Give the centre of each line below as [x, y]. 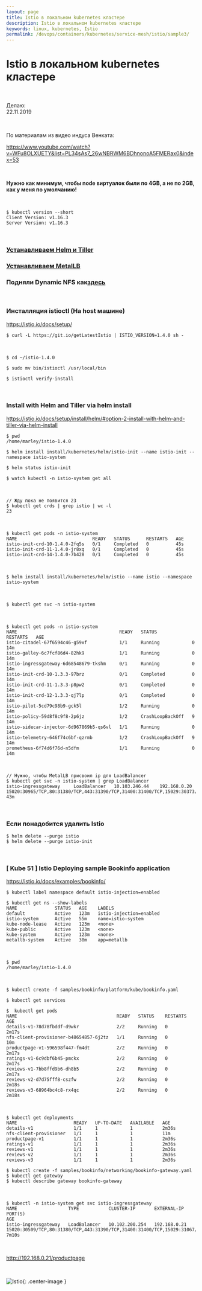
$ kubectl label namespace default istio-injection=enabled [83, 892]
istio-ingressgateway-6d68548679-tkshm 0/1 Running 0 [101, 664]
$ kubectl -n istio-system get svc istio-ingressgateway [79, 1203]
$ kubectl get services [36, 1001]
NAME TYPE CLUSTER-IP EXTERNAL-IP [95, 1209]
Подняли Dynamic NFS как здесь [56, 282]
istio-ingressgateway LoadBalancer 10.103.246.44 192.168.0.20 [99, 786]
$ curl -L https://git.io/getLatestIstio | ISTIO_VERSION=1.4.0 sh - [95, 335]
